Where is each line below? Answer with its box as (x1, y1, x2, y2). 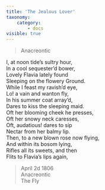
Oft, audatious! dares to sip (6, 122, 72, 129)
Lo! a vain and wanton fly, (6, 90, 69, 97)
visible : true (6, 31, 42, 37)
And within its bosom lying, (6, 141, 72, 148)
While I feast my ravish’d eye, (6, 84, 78, 91)
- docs (27, 25, 44, 31)
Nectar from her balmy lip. (6, 128, 71, 135)
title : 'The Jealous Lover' (6, 8, 76, 15)
